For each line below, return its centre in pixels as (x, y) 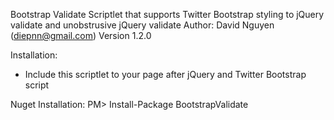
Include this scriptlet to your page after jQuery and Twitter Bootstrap (165, 74)
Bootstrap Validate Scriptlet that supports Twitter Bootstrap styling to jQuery (167, 14)
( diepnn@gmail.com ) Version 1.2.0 (81, 35)
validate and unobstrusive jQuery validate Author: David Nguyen (142, 25)
